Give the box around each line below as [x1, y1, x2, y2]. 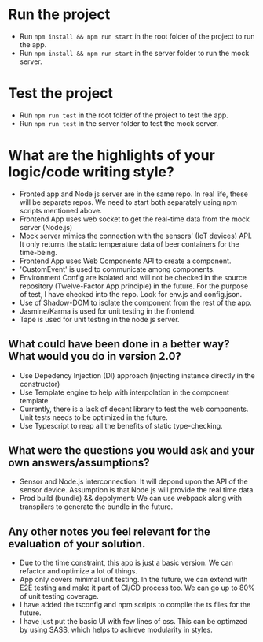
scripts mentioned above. [19, 206, 102, 215]
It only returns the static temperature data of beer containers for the [19, 239, 239, 249]
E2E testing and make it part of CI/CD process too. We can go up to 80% [19, 583, 255, 592]
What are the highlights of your [8, 147, 216, 165]
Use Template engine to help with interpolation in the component [19, 388, 229, 397]
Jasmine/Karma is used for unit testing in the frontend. [19, 306, 196, 316]
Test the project [8, 84, 114, 102]
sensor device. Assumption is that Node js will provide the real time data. [19, 485, 255, 495]
